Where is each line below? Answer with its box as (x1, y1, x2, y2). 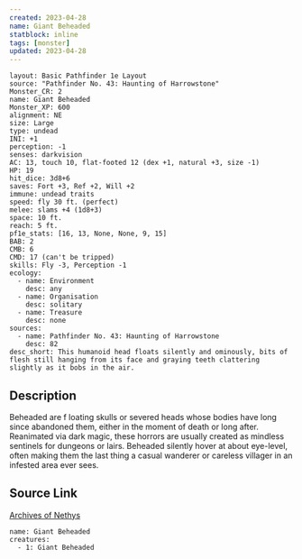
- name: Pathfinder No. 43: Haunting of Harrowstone (17, 332, 220, 341)
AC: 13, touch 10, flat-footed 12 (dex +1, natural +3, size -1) (9, 159, 260, 168)
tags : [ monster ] (9, 38, 70, 48)
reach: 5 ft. (9, 222, 59, 231)
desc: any (25, 285, 63, 294)
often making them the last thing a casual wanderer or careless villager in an (9, 450, 293, 461)
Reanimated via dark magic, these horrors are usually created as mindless (9, 430, 285, 442)
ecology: (9, 269, 42, 278)
